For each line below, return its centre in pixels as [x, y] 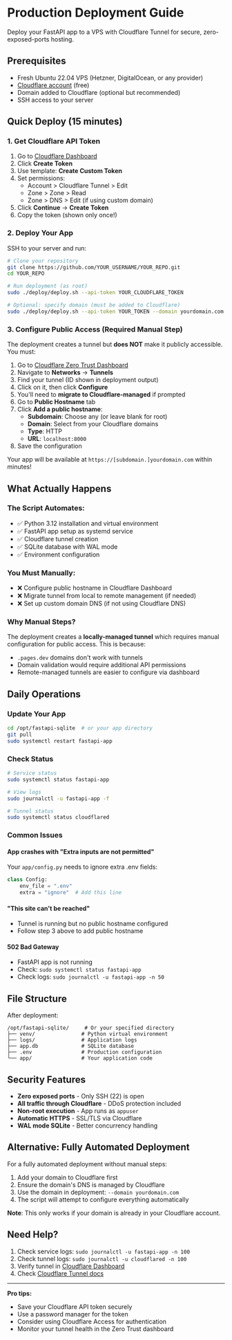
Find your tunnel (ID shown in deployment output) [88, 380]
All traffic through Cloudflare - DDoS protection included [99, 1104]
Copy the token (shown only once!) [67, 215]
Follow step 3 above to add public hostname [80, 931]
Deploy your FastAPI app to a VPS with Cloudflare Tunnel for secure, [105, 32]
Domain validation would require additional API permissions [101, 665]
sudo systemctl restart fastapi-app [60, 741]
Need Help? [33, 1234]
